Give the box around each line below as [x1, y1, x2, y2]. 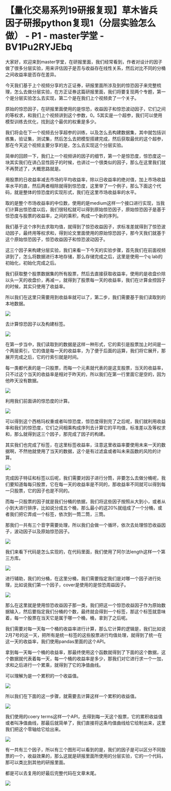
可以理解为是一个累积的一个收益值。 [5, 672, 81, 679]
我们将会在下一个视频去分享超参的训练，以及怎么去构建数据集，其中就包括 [5, 129, 161, 135]
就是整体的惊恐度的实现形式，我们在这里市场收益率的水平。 [14, 189, 139, 195]
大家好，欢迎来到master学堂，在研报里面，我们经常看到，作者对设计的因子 [5, 59, 163, 65]
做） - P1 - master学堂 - [5, 30, 104, 42]
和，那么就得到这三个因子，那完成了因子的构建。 [5, 431, 108, 437]
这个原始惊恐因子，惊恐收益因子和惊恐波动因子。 [5, 236, 108, 242]
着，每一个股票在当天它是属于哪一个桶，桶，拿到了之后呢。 [5, 614, 130, 621]
